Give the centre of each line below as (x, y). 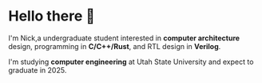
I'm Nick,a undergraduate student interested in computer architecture (124, 38)
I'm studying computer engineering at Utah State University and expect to (131, 62)
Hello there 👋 (52, 16)
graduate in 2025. (38, 70)
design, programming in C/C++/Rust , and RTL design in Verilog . (115, 46)
